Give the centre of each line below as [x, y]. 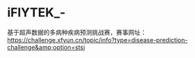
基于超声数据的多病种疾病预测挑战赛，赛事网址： [77, 32]
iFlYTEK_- [36, 13]
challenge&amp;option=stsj [46, 47]
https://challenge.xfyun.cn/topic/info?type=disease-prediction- [98, 40]
